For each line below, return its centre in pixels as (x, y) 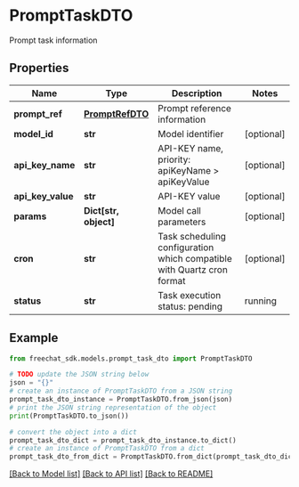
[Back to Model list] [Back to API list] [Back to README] (111, 474)
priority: (174, 159)
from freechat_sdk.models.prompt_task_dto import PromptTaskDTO (131, 358)
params (30, 216)
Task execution (190, 295)
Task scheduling (192, 236)
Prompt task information (53, 40)
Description (197, 93)
